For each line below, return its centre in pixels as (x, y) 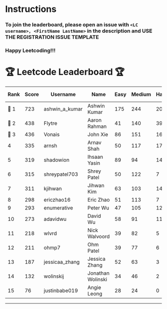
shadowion (57, 160)
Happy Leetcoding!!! (30, 51)
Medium (141, 94)
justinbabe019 (61, 291)
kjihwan (53, 189)
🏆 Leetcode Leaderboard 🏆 (65, 72)
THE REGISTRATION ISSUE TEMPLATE (52, 37)
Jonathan (99, 273)
